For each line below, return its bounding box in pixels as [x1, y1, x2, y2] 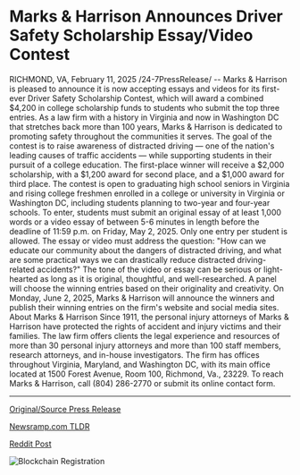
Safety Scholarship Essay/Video [9, 25, 254, 46]
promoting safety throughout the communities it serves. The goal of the [9, 131, 272, 141]
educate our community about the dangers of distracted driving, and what [9, 244, 282, 256]
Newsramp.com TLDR [9, 420, 90, 431]
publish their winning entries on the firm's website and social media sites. [9, 301, 279, 312]
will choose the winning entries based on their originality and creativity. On [9, 283, 284, 293]
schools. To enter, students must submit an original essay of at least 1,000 [9, 207, 282, 217]
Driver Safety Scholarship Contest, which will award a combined [27, 92, 264, 104]
